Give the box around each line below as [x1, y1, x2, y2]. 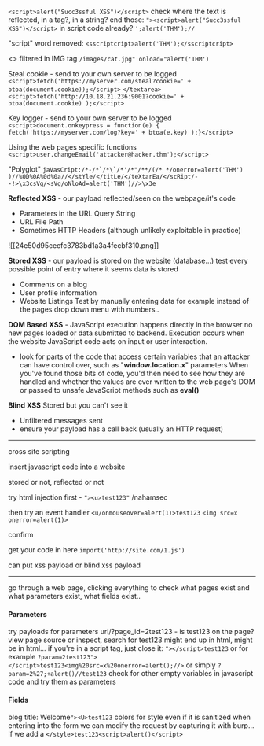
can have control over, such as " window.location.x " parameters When [19, 360, 249, 369]
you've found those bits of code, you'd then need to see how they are [19, 369, 246, 378]
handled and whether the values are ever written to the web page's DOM [19, 377, 255, 386]
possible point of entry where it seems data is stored [8, 264, 179, 274]
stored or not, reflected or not [8, 478, 104, 486]
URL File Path [19, 217, 64, 227]
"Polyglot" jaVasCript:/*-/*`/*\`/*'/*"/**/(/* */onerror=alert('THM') [8, 164, 244, 174]
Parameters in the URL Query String [19, 209, 136, 218]
